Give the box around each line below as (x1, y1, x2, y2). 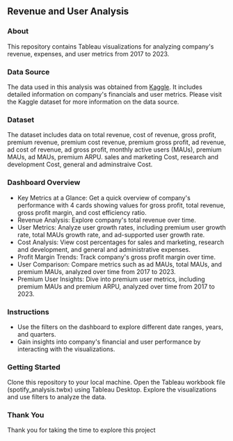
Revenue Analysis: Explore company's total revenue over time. (17, 216, 196, 224)
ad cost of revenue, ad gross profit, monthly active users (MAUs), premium (7, 145, 222, 154)
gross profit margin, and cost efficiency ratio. (17, 208, 147, 216)
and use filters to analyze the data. (7, 393, 106, 401)
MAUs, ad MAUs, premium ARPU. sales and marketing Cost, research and (7, 153, 219, 161)
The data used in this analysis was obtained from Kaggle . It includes (7, 83, 203, 91)
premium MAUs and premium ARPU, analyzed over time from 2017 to (17, 282, 216, 291)
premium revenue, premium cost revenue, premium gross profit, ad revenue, (7, 138, 226, 147)
